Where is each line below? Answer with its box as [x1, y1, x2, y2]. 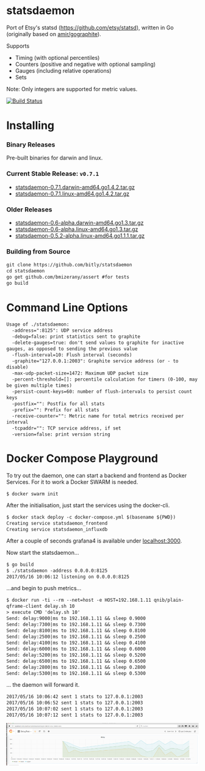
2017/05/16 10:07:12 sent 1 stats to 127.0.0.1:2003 [6, 712, 143, 718]
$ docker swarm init [6, 491, 59, 497]
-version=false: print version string [12, 431, 111, 437]
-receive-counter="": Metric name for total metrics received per [12, 413, 184, 419]
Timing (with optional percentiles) [15, 54, 100, 61]
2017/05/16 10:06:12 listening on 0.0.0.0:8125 [6, 574, 130, 580]
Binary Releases [6, 141, 56, 149]
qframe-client [6, 603, 43, 610]
